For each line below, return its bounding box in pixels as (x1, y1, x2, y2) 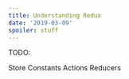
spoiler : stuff (8, 26, 59, 34)
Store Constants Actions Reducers (8, 63, 122, 73)
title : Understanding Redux (8, 11, 102, 20)
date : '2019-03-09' (8, 19, 73, 27)
